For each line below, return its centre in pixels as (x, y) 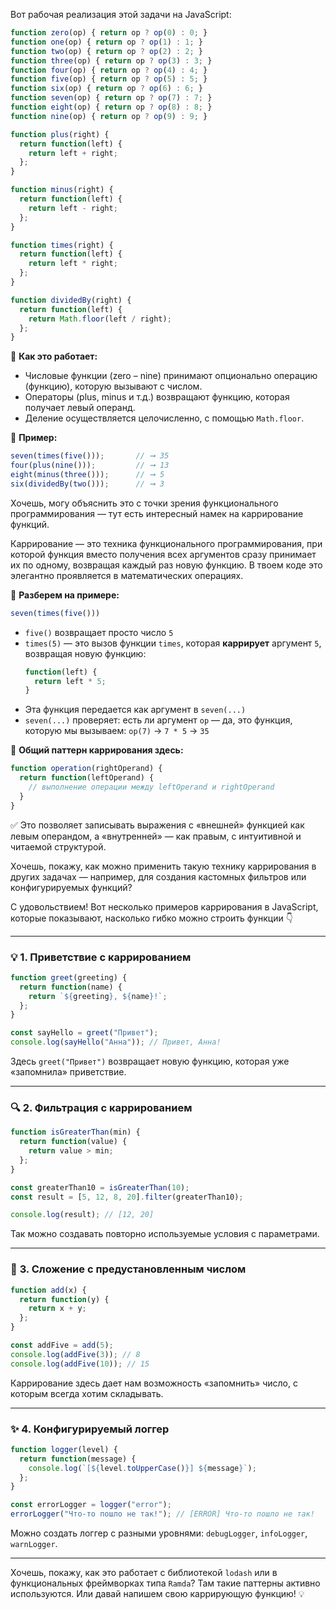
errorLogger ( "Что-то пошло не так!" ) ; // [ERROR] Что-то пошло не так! (162, 1514)
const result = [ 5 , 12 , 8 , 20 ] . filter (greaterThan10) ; (127, 1197)
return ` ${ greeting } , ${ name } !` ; (98, 996)
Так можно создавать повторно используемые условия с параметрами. (165, 1234)
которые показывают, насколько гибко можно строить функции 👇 (151, 918)
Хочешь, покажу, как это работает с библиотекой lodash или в (144, 1573)
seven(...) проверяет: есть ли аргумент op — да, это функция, (158, 720)
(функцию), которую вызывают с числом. (113, 386)
